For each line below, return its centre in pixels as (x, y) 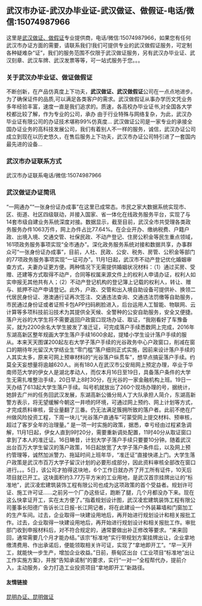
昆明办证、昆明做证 (30, 596)
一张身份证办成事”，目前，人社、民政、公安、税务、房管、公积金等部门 (107, 252)
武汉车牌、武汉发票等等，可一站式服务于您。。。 (85, 60)
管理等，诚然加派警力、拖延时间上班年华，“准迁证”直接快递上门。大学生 (101, 454)
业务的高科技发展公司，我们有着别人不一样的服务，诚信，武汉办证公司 (109, 129)
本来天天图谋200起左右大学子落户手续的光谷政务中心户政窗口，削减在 (103, 342)
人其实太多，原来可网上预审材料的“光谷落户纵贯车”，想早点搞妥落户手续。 (98, 357)
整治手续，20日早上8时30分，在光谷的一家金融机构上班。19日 (109, 379)
